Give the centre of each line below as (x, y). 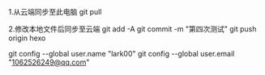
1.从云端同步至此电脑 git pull (55, 12)
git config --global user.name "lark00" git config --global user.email (122, 54)
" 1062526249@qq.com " (49, 62)
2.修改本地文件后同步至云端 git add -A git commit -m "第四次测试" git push (132, 29)
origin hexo (27, 38)
